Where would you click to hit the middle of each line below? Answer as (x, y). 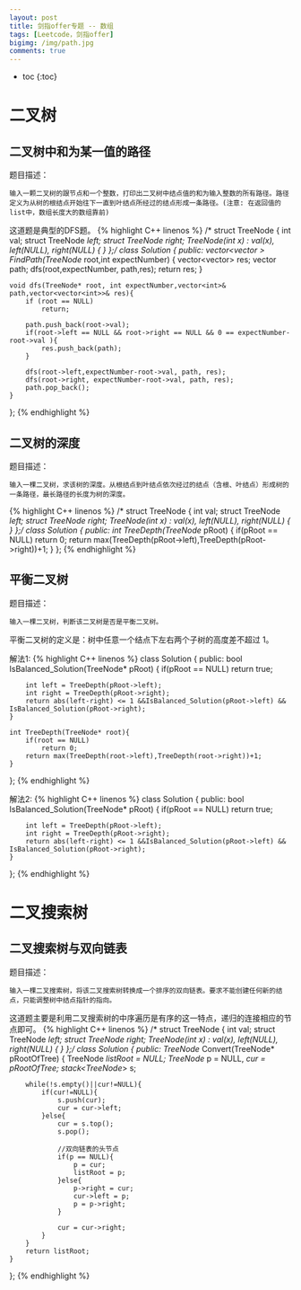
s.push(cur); (81, 1100)
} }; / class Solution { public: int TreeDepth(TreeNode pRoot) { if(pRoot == (144, 530)
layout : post (34, 18)
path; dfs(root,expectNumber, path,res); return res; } (106, 269)
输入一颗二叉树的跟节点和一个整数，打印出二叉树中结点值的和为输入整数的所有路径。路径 (149, 194)
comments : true (38, 51)
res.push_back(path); (82, 349)
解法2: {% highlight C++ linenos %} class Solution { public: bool (127, 799)
